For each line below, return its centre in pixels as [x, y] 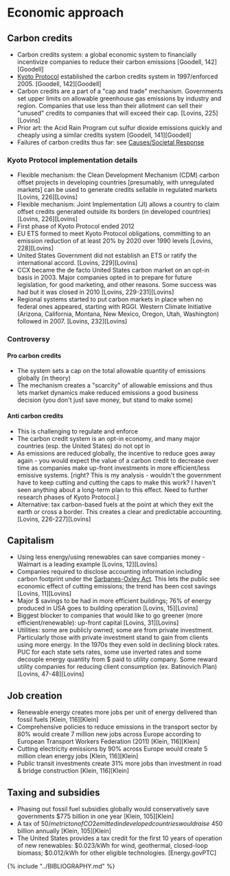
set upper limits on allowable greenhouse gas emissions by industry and [119, 98]
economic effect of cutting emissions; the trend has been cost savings [117, 586]
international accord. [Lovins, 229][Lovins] [77, 263]
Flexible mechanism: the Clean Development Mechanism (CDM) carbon [118, 175]
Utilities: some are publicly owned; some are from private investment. [115, 630]
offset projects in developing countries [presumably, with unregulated [115, 182]
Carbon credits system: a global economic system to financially [107, 54]
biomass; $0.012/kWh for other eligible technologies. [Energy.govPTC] [117, 853]
